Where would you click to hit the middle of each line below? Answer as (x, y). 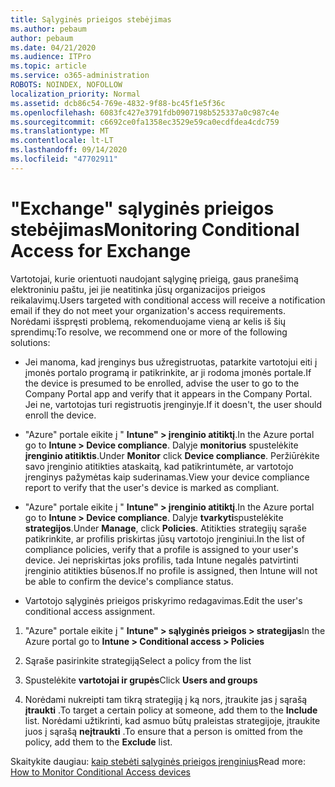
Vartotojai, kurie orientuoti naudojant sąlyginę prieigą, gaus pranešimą (154, 278)
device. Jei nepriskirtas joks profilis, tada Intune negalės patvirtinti (161, 560)
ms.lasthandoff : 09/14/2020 (69, 150)
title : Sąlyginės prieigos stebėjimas (91, 19)
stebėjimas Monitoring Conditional (155, 229)
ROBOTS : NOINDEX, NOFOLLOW (66, 85)
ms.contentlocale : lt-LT (62, 141)
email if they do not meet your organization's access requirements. (148, 310)
